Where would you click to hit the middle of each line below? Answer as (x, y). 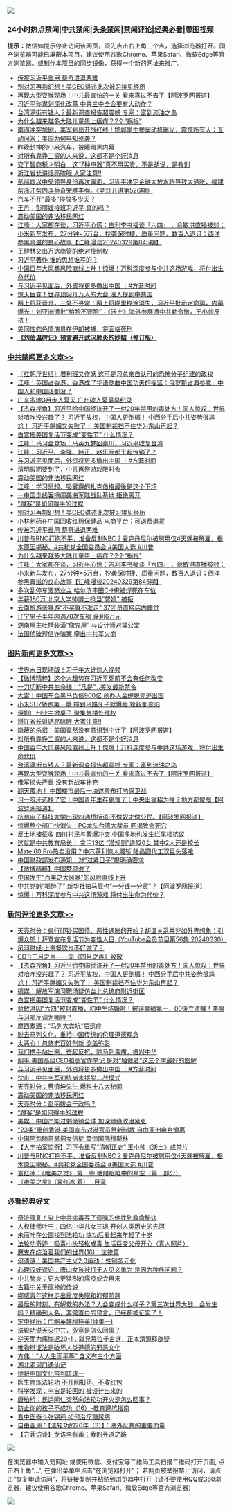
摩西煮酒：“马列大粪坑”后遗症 (60, 1026)
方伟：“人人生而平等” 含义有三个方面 (70, 1356)
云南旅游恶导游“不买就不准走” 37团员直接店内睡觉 (88, 607)
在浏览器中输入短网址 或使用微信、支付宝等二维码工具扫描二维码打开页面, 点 (116, 1462)
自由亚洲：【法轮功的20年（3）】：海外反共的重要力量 (91, 1425)
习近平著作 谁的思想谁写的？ (57, 260)
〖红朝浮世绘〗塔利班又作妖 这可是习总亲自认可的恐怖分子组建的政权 (115, 373)
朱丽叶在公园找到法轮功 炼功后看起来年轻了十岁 (85, 1235)
